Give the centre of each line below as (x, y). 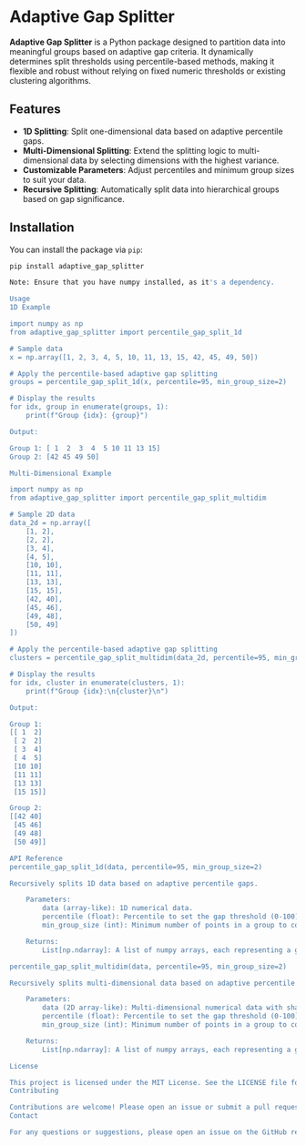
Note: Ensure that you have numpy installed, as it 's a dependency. (142, 283)
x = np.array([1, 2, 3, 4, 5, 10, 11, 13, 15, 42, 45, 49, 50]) (134, 357)
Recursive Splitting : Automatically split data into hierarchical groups (151, 189)
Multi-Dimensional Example (61, 473)
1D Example (30, 308)
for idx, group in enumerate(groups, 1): (89, 407)
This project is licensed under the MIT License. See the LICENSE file (148, 1082)
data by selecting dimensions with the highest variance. (175, 160)
